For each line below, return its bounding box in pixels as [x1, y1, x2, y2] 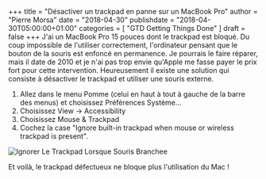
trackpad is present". [19, 131, 89, 141]
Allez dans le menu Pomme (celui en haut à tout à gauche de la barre [19, 89, 246, 98]
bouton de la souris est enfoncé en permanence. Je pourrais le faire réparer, [8, 49, 258, 58]
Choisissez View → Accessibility [19, 106, 126, 116]
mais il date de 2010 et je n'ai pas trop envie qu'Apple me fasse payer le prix [8, 57, 258, 67]
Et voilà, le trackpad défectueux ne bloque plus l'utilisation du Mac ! [8, 162, 229, 171]
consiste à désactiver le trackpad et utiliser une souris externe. [8, 74, 214, 83]
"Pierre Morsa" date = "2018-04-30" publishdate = [8, 15, 175, 25]
